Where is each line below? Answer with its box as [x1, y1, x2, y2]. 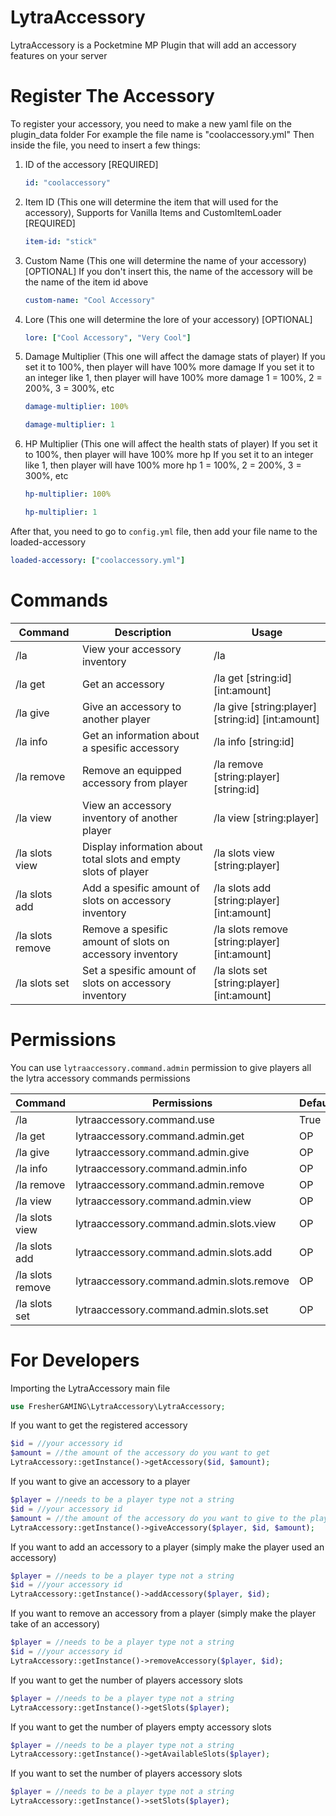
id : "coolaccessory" [24, 177, 111, 188]
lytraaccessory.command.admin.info [75, 1161, 248, 1175]
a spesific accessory [81, 741, 180, 755]
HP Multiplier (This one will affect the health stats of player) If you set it [24, 438, 318, 450]
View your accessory [81, 642, 182, 656]
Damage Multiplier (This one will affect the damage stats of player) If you [24, 351, 326, 363]
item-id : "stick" [24, 236, 98, 246]
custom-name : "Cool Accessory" [24, 295, 156, 305]
